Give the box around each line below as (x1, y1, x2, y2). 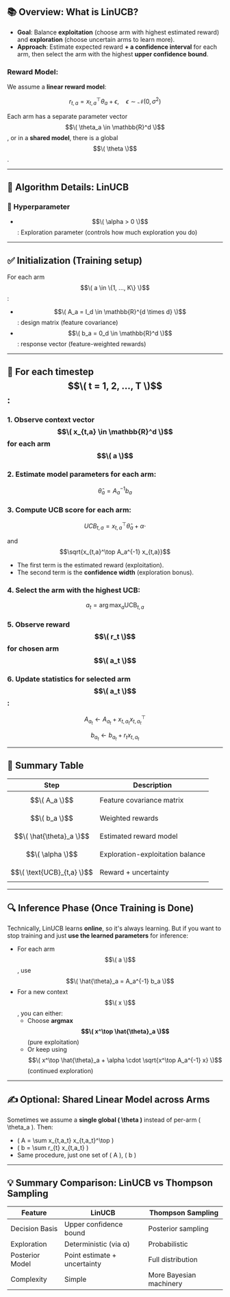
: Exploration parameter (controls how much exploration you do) (16, 228, 198, 236)
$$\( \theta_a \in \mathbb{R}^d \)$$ (64, 123, 166, 131)
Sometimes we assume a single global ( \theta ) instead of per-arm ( (7, 1116, 201, 1124)
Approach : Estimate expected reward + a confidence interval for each (16, 43, 218, 51)
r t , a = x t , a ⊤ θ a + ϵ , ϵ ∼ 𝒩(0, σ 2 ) (68, 96, 162, 107)
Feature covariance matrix (99, 795, 184, 804)
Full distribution (148, 1255, 198, 1265)
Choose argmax (27, 1016, 73, 1024)
